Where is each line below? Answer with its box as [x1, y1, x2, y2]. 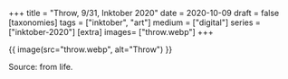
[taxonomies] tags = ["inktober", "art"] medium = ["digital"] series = [8, 17, 262, 28]
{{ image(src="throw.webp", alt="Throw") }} [8, 44, 173, 55]
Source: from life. [8, 62, 73, 72]
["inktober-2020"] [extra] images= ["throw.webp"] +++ [8, 27, 214, 37]
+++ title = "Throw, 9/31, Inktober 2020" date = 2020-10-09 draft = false [8, 8, 280, 18]
